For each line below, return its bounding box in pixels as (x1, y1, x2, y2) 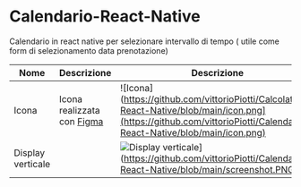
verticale (13, 157, 51, 170)
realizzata (58, 104, 100, 116)
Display (13, 146, 46, 158)
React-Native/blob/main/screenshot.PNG (120, 163, 295, 175)
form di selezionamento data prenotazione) (9, 45, 168, 55)
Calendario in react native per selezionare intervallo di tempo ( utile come (9, 36, 280, 47)
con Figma (58, 115, 104, 127)
